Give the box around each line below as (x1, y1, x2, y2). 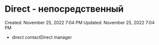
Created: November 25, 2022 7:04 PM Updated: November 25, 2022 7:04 (4, 20, 155, 25)
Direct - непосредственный (4, 3, 124, 15)
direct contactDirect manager (11, 34, 72, 40)
